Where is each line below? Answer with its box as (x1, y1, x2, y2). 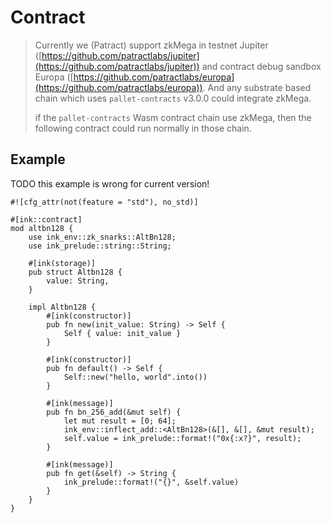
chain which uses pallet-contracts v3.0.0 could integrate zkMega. (34, 92, 312, 104)
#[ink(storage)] (28, 258, 97, 268)
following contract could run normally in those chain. (34, 122, 252, 134)
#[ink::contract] (10, 214, 83, 225)
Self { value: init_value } (63, 328, 182, 338)
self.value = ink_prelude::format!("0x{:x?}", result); (63, 433, 302, 443)
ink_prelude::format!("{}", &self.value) (63, 477, 240, 487)
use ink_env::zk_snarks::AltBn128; (28, 232, 177, 242)
